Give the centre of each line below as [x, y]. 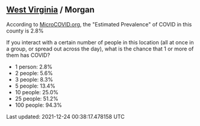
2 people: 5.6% [34, 73]
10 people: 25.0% [37, 92]
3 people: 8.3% [34, 79]
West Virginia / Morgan [51, 10]
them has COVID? [28, 55]
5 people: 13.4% [35, 86]
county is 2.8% [25, 31]
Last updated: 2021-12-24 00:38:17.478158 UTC [65, 116]
